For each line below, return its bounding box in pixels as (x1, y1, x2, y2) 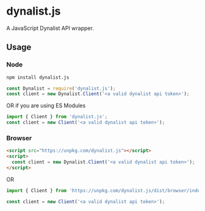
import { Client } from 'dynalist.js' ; (6, 114, 108, 120)
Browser (6, 134, 32, 142)
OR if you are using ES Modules (6, 102, 86, 109)
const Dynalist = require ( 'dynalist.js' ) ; (6, 85, 116, 91)
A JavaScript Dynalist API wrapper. (6, 24, 95, 32)
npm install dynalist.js (6, 74, 70, 80)
